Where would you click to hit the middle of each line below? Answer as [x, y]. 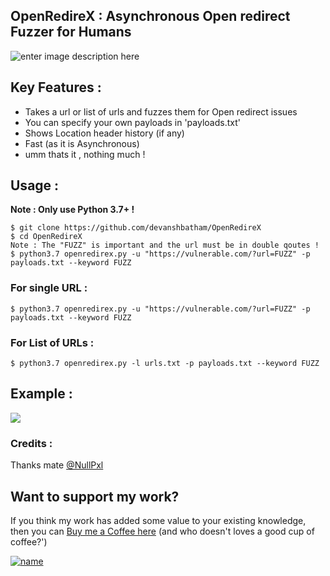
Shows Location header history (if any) [104, 133]
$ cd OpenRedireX [46, 237]
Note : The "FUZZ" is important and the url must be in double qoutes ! [165, 245]
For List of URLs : [52, 342]
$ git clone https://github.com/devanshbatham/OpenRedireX [136, 228]
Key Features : [56, 87]
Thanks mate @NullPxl [57, 465]
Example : [41, 394]
